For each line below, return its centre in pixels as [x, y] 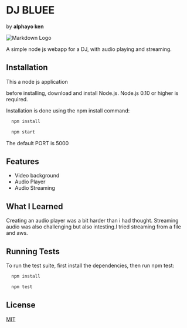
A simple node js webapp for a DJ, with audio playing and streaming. [89, 49]
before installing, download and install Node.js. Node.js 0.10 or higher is [92, 93]
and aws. [17, 233]
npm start [23, 132]
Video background [37, 176]
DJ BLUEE [30, 10]
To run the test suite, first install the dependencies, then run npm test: [90, 265]
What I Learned [35, 206]
